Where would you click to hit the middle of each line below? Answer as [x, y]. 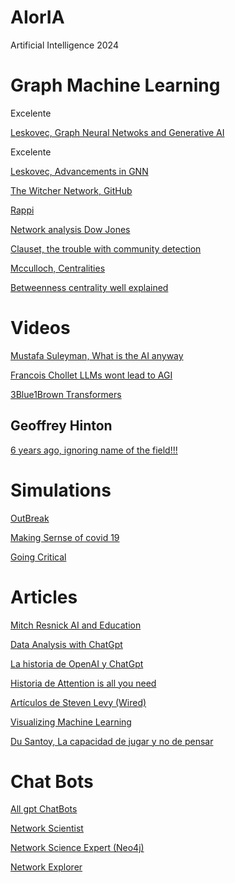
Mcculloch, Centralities [58, 268]
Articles [44, 597]
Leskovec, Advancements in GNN [79, 171]
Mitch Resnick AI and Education [76, 625]
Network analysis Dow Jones [70, 229]
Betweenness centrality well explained [89, 287]
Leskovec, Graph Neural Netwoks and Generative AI [117, 132]
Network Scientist [47, 828]
